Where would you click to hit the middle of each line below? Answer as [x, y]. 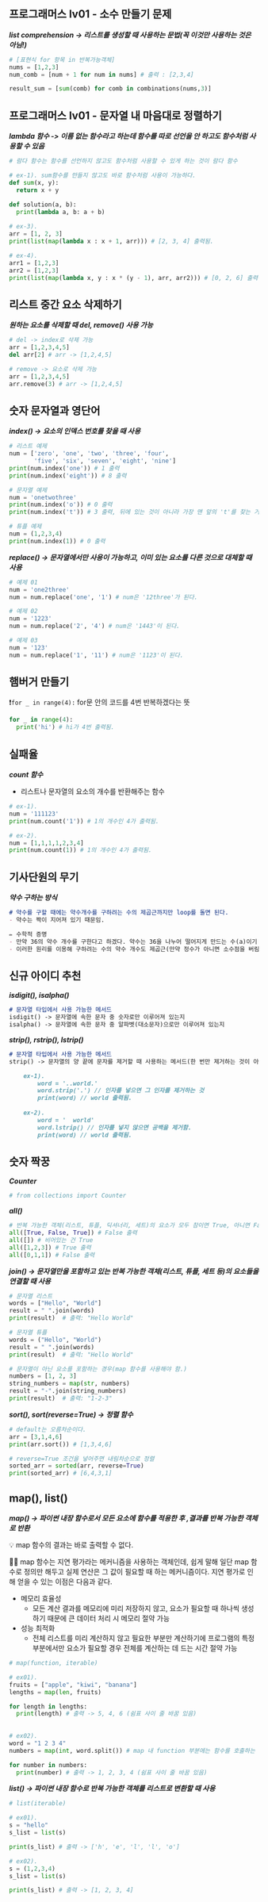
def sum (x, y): [34, 182]
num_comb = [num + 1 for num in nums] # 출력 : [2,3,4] [101, 75]
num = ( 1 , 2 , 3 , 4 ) [36, 534]
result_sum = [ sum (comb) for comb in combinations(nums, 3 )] [111, 89]
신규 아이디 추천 [45, 975]
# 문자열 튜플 [28, 1333]
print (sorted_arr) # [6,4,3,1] [61, 1474]
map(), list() [38, 1498]
